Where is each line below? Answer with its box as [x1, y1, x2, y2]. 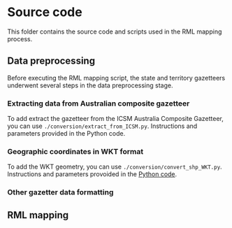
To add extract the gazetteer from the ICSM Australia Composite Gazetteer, [7, 115, 224, 123]
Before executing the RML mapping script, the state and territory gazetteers [7, 73, 226, 82]
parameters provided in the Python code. [7, 129, 126, 138]
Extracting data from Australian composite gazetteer [7, 99, 190, 108]
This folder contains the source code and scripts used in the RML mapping [7, 27, 222, 36]
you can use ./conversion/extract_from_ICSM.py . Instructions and [7, 122, 198, 130]
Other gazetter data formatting [7, 187, 114, 197]
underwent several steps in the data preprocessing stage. [7, 81, 173, 90]
